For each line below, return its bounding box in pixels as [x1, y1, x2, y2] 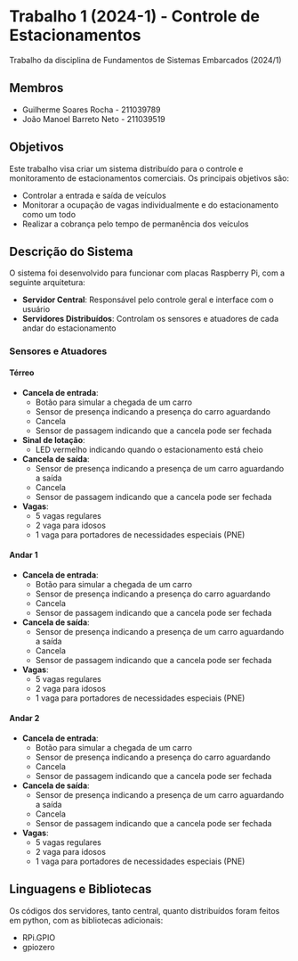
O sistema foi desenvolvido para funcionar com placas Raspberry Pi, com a [9, 267, 286, 278]
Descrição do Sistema [9, 243, 133, 259]
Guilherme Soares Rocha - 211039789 [21, 104, 162, 115]
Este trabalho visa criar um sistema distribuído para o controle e [9, 163, 244, 174]
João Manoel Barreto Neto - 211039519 [21, 113, 166, 124]
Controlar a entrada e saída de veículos [21, 190, 166, 201]
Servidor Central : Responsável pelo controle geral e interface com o [21, 294, 274, 305]
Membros [9, 80, 64, 95]
